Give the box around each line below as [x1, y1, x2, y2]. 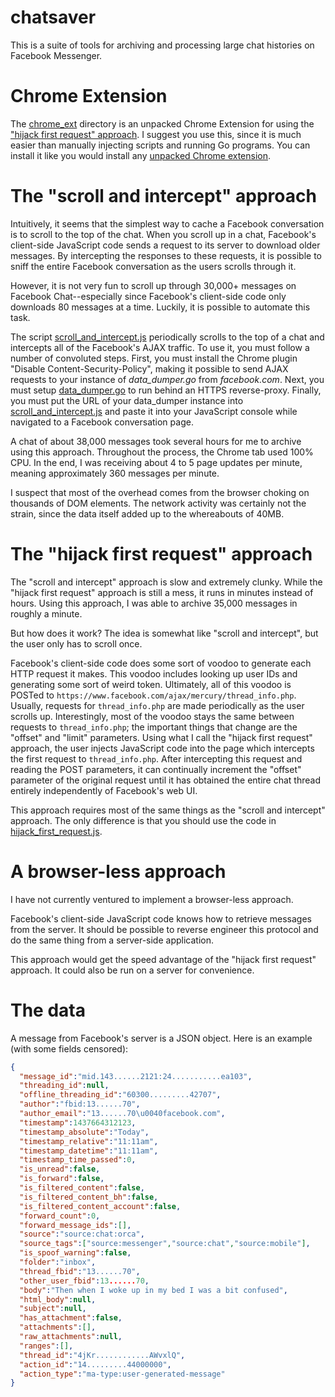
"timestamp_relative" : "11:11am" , [19, 1136, 159, 1146]
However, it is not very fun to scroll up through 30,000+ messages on [10, 279, 297, 291]
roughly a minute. [10, 607, 83, 620]
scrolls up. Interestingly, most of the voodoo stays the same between [10, 710, 295, 722]
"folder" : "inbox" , [19, 1257, 97, 1267]
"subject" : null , [19, 1304, 87, 1314]
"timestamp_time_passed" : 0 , [19, 1155, 137, 1165]
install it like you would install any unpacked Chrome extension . [10, 149, 272, 161]
